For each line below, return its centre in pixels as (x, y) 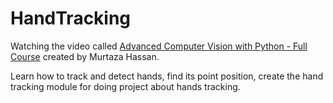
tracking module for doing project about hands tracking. (125, 86)
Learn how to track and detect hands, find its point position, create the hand (167, 76)
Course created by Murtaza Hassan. (85, 56)
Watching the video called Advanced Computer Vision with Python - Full (159, 46)
